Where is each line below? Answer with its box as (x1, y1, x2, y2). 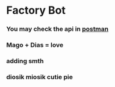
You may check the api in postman (6, 25, 109, 33)
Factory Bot (6, 4, 66, 17)
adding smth (6, 57, 44, 65)
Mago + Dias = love (6, 41, 64, 49)
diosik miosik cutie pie (6, 73, 73, 81)
